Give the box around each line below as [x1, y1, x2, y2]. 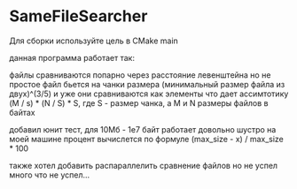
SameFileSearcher [9, 6, 148, 26]
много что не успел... [9, 170, 90, 180]
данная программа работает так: [9, 52, 136, 63]
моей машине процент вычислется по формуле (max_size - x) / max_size [9, 133, 284, 144]
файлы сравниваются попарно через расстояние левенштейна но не [9, 69, 271, 80]
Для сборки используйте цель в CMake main [9, 35, 179, 46]
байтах [9, 107, 35, 117]
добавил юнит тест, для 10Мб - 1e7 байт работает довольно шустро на [9, 124, 277, 134]
